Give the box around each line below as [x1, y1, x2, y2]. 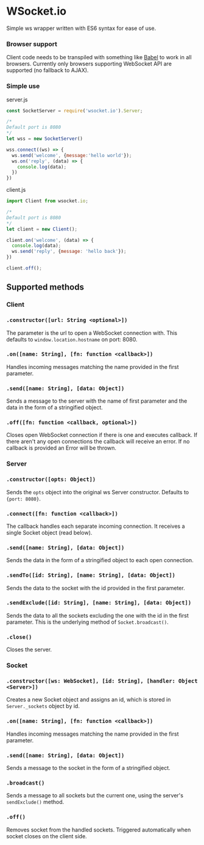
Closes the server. [6, 646, 52, 653]
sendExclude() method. [6, 799, 65, 806]
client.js [6, 186, 26, 194]
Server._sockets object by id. [6, 703, 80, 710]
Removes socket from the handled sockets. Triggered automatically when [6, 826, 191, 833]
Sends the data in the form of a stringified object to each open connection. [6, 557, 194, 564]
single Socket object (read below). [6, 529, 93, 536]
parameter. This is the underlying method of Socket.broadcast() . [6, 618, 169, 626]
